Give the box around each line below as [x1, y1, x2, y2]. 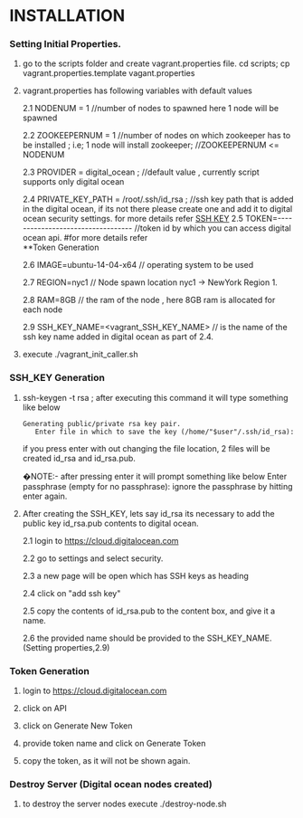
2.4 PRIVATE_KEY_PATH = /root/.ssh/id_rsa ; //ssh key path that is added [22, 194, 294, 204]
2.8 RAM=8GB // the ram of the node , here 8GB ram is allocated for [22, 295, 276, 306]
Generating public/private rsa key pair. [22, 419, 181, 428]
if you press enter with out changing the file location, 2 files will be [22, 442, 270, 453]
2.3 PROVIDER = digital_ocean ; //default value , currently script [22, 166, 260, 177]
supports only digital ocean [22, 176, 125, 187]
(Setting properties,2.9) [22, 642, 110, 652]
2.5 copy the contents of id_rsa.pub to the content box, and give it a [22, 605, 276, 616]
